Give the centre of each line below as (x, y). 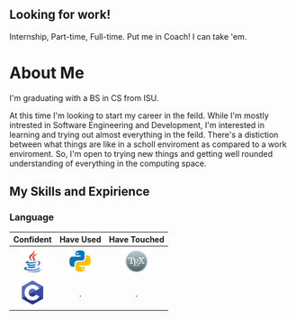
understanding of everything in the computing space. (108, 163)
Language (32, 217)
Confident (32, 239)
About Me (47, 73)
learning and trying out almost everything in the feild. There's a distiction (144, 134)
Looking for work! (60, 15)
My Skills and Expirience (80, 192)
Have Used (81, 239)
